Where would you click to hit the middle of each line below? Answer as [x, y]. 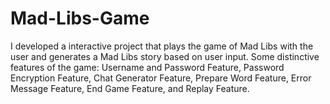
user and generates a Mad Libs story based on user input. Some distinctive [165, 56]
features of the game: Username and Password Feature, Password [147, 67]
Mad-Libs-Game [80, 18]
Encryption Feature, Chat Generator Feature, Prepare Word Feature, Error [161, 78]
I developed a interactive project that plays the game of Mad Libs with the [162, 46]
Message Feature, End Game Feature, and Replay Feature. [130, 88]
